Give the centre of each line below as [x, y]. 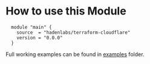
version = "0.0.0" [40, 37]
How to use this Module [66, 11]
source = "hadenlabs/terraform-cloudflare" [73, 32]
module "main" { [31, 27]
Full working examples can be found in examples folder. [75, 54]
